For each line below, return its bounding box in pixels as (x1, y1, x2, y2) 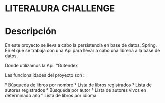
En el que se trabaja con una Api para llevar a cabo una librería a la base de (5, 48, 160, 54)
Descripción (5, 26, 57, 37)
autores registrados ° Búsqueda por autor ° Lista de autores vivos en (5, 87, 146, 93)
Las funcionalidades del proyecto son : (5, 72, 85, 78)
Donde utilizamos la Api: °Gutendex (5, 63, 78, 69)
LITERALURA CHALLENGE (5, 3, 115, 14)
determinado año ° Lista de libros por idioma (5, 93, 97, 99)
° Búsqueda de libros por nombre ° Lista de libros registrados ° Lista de (5, 82, 152, 88)
